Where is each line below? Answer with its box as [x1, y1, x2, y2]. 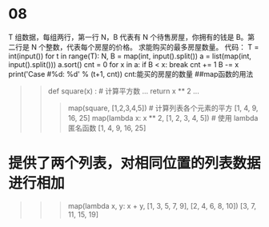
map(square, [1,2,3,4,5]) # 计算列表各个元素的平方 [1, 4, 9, [67, 103, 259, 113]
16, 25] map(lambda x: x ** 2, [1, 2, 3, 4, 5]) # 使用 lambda [67, 113, 259, 122]
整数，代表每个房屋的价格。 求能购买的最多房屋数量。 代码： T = [45, 42, 259, 52]
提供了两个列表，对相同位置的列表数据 [8, 154, 262, 173]
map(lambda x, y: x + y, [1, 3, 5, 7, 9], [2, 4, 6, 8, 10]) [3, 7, [67, 201, 256, 210]
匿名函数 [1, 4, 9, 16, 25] [67, 123, 147, 133]
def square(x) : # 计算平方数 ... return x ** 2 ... [47, 86, 200, 96]
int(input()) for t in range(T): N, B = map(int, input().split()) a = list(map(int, [8, 51, 252, 61]
